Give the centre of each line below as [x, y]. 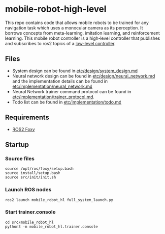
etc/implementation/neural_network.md [52, 86]
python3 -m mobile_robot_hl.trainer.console [51, 227]
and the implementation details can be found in [60, 81]
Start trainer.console [30, 212]
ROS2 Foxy [24, 129]
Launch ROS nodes [28, 190]
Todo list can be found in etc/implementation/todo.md [67, 102]
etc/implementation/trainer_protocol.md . [53, 97]
